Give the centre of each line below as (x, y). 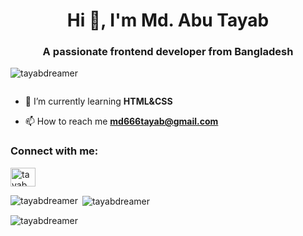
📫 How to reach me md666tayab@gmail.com (121, 121)
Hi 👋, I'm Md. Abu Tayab (168, 20)
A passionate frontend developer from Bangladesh (168, 52)
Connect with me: (54, 151)
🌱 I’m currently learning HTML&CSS (98, 101)
